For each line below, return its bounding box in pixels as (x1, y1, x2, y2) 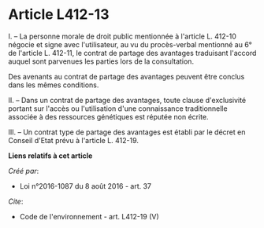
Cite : (8, 197, 24, 206)
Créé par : (8, 166, 39, 175)
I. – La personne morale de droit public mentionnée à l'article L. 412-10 (8, 31, 236, 41)
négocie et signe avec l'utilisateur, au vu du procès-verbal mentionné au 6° (8, 39, 252, 49)
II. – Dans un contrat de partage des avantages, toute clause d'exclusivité (8, 95, 247, 105)
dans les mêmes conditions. (8, 80, 99, 90)
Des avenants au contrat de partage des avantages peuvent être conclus (8, 72, 245, 81)
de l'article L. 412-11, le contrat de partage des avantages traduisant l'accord (8, 48, 257, 57)
